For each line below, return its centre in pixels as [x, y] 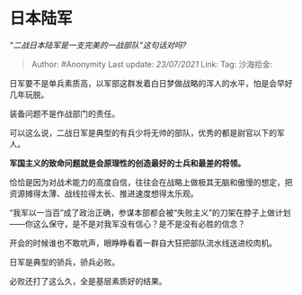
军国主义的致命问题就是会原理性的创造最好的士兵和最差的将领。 [127, 163]
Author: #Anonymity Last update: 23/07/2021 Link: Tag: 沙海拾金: [152, 64]
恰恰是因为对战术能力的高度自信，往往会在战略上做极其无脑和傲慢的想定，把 [151, 182]
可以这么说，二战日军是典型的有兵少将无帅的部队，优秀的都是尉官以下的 [143, 132]
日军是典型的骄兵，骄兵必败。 [64, 262]
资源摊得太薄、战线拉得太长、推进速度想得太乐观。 [104, 193]
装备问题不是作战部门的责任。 [64, 113]
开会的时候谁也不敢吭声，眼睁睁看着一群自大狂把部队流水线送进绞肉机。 [143, 243]
